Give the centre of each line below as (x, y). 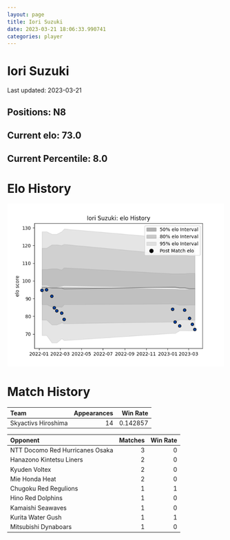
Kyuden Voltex (31, 469)
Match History (49, 392)
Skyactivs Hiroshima (39, 423)
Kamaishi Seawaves (39, 508)
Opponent (25, 440)
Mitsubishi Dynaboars (41, 527)
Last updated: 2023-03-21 (44, 90)
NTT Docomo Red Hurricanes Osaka (62, 450)
